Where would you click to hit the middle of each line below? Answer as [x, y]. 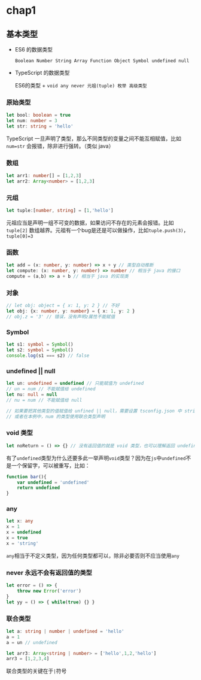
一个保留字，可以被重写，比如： [51, 465]
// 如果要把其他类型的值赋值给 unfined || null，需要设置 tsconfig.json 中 [94, 411]
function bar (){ [26, 476]
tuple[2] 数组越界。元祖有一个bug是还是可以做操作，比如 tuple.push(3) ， [98, 230]
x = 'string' [22, 543]
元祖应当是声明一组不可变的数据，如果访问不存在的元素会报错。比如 [90, 223]
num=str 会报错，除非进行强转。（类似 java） [60, 146]
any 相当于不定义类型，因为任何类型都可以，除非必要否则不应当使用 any [93, 555]
